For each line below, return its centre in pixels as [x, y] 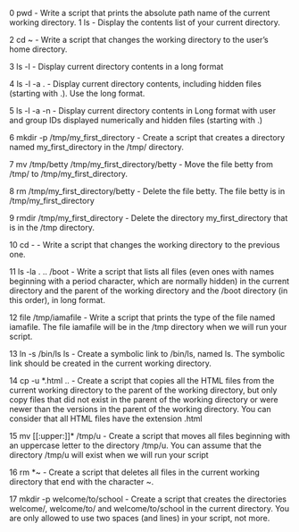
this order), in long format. [57, 300]
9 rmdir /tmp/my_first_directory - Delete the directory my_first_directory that [149, 218]
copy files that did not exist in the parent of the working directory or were [144, 400]
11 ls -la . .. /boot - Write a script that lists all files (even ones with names [142, 271]
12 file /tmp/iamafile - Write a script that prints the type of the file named [142, 317]
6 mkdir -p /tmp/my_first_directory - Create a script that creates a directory [147, 137]
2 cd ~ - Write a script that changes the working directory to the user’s [139, 40]
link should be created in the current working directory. [110, 363]
